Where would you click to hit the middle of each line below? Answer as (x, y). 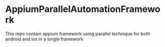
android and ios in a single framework (44, 39)
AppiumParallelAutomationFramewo (83, 9)
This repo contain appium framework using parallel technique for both (78, 33)
